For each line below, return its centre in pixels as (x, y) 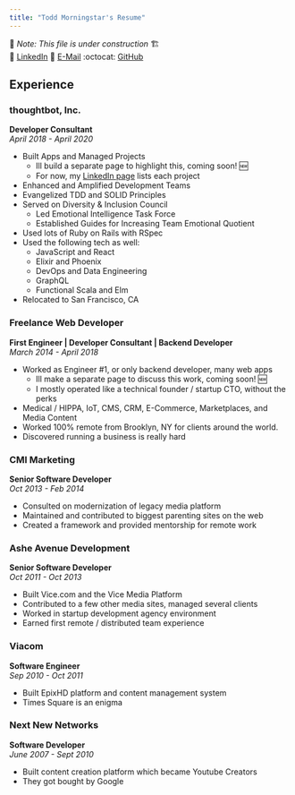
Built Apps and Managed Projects (84, 157)
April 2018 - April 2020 (51, 139)
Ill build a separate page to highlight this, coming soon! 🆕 (142, 166)
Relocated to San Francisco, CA (80, 300)
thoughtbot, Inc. (46, 110)
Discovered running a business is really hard (104, 436)
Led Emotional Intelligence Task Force (105, 214)
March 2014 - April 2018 (54, 352)
